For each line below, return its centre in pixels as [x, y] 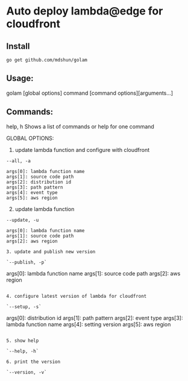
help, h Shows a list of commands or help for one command [80, 126]
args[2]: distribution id [39, 182]
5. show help [23, 341]
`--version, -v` [27, 372]
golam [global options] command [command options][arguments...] [90, 93]
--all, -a [19, 161]
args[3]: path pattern [35, 187]
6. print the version [33, 362]
